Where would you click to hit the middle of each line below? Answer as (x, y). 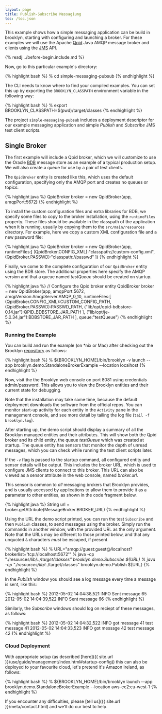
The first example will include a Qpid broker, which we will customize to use (81, 157)
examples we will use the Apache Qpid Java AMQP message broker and (77, 43)
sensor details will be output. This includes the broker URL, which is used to (81, 465)
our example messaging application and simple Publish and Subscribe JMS (80, 125)
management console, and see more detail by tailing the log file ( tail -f (77, 415)
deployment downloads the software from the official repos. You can (73, 405)
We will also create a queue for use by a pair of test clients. (64, 168)
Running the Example (31, 335)
